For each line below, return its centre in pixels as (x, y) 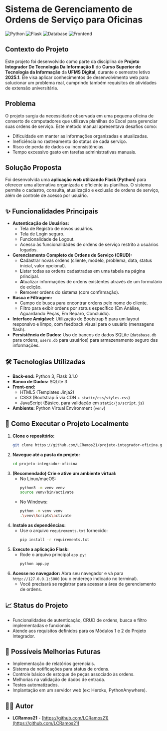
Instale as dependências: (39, 525)
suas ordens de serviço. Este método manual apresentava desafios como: (81, 126)
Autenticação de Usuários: (41, 223)
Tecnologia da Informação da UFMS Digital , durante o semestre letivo (78, 72)
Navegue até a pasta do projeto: (46, 454)
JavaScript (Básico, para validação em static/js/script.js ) (82, 403)
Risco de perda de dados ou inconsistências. (58, 146)
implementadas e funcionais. (42, 625)
